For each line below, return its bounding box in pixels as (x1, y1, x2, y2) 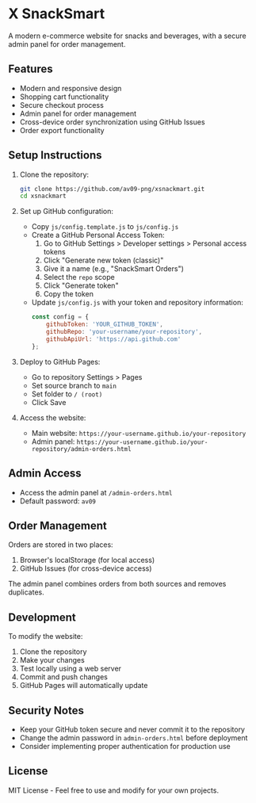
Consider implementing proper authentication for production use (19, 741, 231, 751)
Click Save (31, 397, 67, 407)
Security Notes (8, 703, 85, 717)
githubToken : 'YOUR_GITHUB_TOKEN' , (46, 320, 164, 329)
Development (8, 610, 77, 624)
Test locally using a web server (19, 663, 121, 674)
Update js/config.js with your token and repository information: (31, 298, 243, 308)
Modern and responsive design (19, 83, 122, 93)
